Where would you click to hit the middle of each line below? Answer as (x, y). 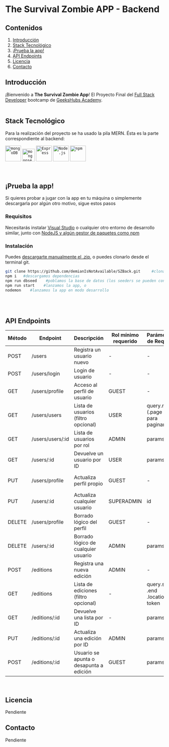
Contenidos (24, 28)
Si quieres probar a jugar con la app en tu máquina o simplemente (73, 198)
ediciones (85, 591)
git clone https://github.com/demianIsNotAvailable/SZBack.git (73, 272)
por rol (81, 445)
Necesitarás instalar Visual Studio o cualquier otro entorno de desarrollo (80, 227)
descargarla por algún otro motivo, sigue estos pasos (60, 203)
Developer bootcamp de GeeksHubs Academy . (54, 100)
